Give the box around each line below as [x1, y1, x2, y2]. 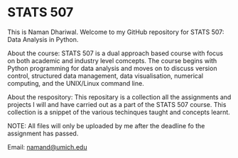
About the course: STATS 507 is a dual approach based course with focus [7, 49, 224, 57]
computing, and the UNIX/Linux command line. [7, 79, 144, 87]
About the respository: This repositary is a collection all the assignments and [7, 93, 232, 101]
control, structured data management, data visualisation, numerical [7, 72, 204, 80]
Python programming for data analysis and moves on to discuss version [7, 64, 217, 72]
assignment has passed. [7, 129, 79, 137]
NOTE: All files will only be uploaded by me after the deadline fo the [7, 121, 205, 130]
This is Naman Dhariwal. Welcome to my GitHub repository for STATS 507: [7, 28, 225, 36]
